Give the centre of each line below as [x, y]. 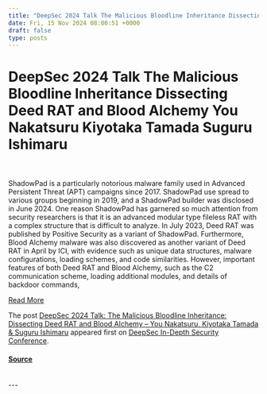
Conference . [29, 341]
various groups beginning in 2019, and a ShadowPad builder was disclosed [131, 200]
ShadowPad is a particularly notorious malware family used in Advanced [127, 183]
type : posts [28, 38]
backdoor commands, [44, 285]
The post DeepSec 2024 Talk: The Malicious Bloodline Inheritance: [118, 315]
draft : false [30, 30]
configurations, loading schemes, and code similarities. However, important [132, 260]
